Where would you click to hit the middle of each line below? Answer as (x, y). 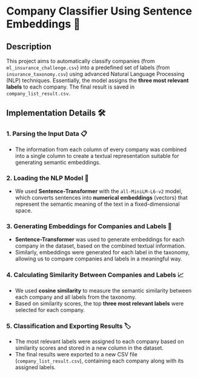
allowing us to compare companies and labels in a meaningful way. (99, 259)
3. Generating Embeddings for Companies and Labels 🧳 (89, 226)
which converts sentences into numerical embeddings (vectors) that (101, 197)
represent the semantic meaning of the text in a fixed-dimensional (97, 204)
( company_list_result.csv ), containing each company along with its (99, 361)
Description (29, 46)
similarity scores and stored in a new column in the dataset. (89, 348)
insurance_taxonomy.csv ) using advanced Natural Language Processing (95, 74)
